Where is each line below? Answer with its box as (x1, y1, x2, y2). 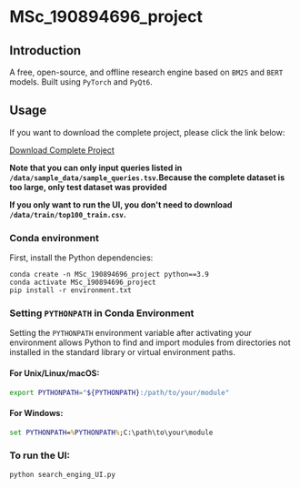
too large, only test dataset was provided (9, 181, 167, 192)
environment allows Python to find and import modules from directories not (9, 337, 291, 348)
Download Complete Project (9, 144, 115, 156)
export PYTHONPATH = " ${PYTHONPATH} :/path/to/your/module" (9, 388, 230, 397)
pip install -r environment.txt (9, 286, 132, 295)
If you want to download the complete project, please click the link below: (9, 127, 285, 137)
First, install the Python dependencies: (9, 252, 154, 263)
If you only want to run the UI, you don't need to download (9, 198, 233, 210)
